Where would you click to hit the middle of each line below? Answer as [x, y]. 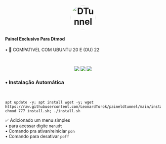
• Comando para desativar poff [37, 136]
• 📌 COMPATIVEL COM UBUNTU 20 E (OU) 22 [52, 50]
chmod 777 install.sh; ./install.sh [43, 111]
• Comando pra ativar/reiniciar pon [40, 131]
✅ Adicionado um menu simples [38, 120]
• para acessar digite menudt [34, 126]
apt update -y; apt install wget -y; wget [49, 102]
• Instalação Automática [35, 83]
